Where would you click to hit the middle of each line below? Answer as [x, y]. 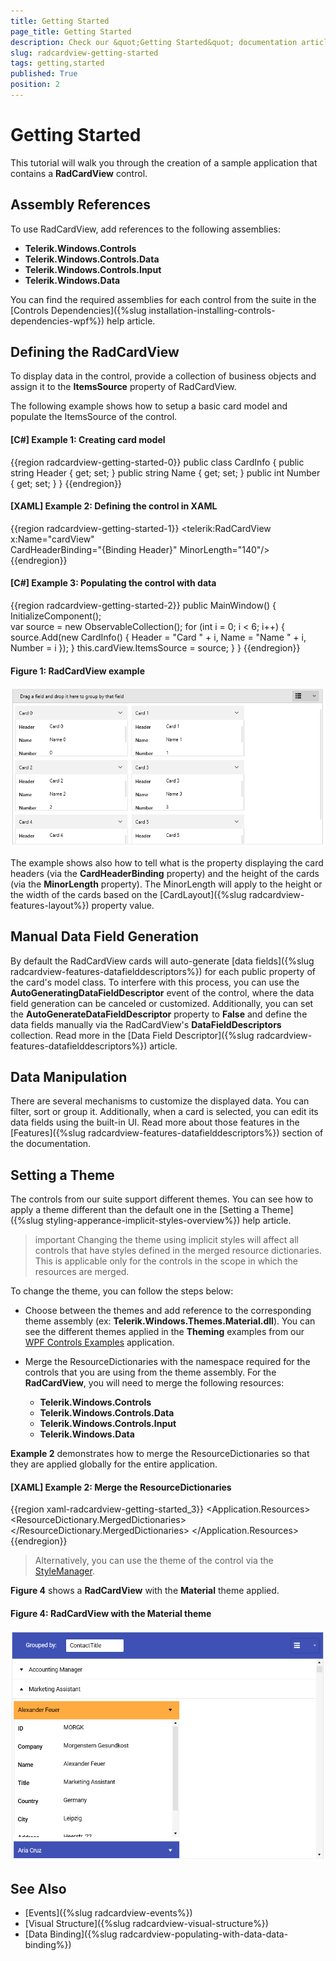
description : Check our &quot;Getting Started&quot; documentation [154, 42]
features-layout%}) [50, 905]
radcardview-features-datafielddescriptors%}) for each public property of [163, 971]
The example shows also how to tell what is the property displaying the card [167, 862]
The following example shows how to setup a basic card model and [149, 406]
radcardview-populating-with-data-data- [204, 1934]
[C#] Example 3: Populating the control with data [113, 583]
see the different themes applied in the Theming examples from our [164, 1332]
